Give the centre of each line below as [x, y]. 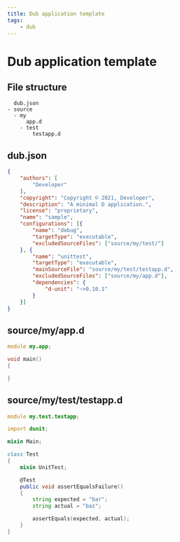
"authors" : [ [39, 178]
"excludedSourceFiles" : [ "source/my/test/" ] [98, 243]
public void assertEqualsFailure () [72, 487]
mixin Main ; [25, 442]
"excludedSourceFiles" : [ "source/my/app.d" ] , [100, 276]
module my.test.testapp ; [43, 416]
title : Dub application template [56, 14]
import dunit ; [28, 429]
